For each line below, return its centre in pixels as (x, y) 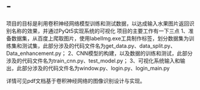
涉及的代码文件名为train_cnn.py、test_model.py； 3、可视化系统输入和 (93, 60)
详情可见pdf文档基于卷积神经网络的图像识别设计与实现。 (76, 80)
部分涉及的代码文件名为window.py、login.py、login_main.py (96, 68)
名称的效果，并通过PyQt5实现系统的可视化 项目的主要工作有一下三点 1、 (100, 31)
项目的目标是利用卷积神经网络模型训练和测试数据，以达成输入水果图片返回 (98, 23)
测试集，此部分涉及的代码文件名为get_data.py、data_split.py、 (99, 46)
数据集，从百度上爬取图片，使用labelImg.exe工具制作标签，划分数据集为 (100, 38)
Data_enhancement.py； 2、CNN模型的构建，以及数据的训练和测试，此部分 (99, 53)
